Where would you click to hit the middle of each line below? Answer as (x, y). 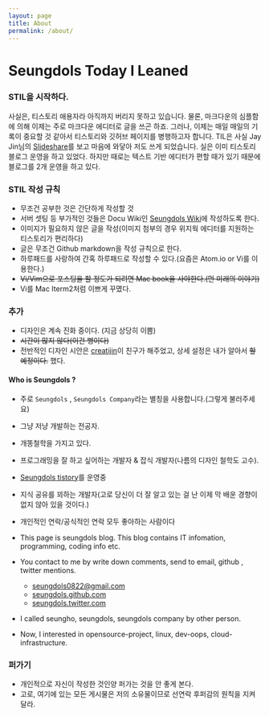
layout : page (30, 16)
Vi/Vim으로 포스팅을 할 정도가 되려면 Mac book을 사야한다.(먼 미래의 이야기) (140, 279)
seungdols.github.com (69, 594)
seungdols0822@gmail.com (79, 586)
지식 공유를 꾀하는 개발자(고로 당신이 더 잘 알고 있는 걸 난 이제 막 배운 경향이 (139, 494)
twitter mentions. (48, 570)
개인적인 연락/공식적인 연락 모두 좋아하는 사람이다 (97, 521)
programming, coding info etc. (70, 546)
